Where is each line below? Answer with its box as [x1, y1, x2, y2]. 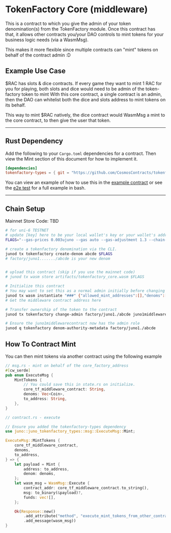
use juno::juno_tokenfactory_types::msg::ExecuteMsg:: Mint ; [5, 429, 136, 434]
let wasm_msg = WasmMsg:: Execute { [14, 481, 90, 486]
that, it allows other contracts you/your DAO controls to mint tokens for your [5, 31, 164, 37]
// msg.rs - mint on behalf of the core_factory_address [5, 363, 129, 368]
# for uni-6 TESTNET [5, 228, 49, 233]
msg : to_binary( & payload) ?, [23, 490, 83, 495]
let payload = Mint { [14, 462, 60, 467]
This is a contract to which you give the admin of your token [5, 20, 131, 26]
